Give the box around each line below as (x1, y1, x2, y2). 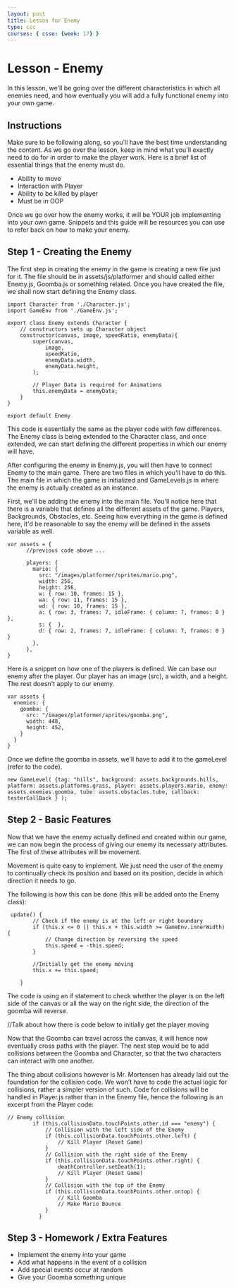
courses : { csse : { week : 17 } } (7, 30, 99, 37)
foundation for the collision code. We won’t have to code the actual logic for (7, 1077, 228, 1086)
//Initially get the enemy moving (32, 960, 134, 968)
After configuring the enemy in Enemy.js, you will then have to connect (7, 461, 213, 469)
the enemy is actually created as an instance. (7, 483, 139, 492)
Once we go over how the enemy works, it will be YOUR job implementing (7, 211, 221, 219)
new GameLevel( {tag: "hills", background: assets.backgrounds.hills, (7, 776, 219, 783)
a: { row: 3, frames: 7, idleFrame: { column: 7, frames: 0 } (38, 608, 225, 615)
